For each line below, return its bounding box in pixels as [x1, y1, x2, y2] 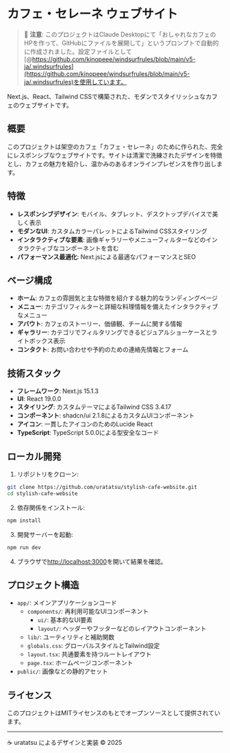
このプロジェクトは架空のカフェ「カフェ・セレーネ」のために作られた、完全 [7, 142, 223, 151]
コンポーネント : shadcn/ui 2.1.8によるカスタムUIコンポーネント [16, 411, 195, 420]
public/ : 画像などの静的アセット [16, 667, 108, 676]
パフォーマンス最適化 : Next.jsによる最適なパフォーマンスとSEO [16, 252, 196, 261]
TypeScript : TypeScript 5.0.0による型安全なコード [16, 429, 159, 437]
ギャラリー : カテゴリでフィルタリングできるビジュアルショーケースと [16, 328, 212, 337]
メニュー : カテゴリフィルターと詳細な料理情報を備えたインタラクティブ [16, 302, 218, 311]
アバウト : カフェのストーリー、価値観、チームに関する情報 [16, 320, 183, 328]
